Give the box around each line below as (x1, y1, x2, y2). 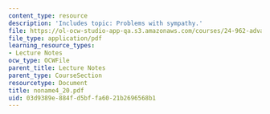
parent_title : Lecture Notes (8, 64, 106, 72)
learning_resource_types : (8, 42, 95, 50)
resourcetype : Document (8, 79, 88, 87)
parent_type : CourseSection (8, 71, 103, 79)
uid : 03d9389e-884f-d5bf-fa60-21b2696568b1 (8, 94, 157, 102)
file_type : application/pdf (8, 34, 103, 43)
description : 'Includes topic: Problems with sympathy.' (8, 19, 203, 27)
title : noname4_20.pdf (8, 86, 84, 95)
